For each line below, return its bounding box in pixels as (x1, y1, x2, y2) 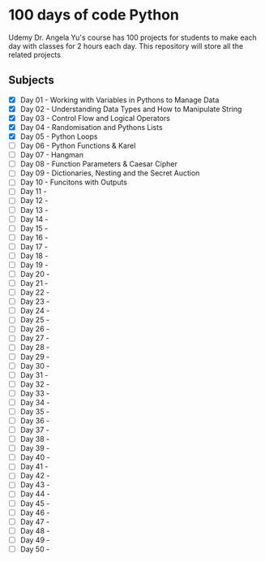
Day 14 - (19, 214, 49, 224)
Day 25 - (19, 315, 50, 325)
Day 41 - (19, 461, 49, 472)
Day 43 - (19, 480, 50, 490)
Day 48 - (19, 525, 50, 535)
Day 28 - (19, 343, 50, 352)
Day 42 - (19, 471, 50, 481)
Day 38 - (19, 434, 50, 444)
